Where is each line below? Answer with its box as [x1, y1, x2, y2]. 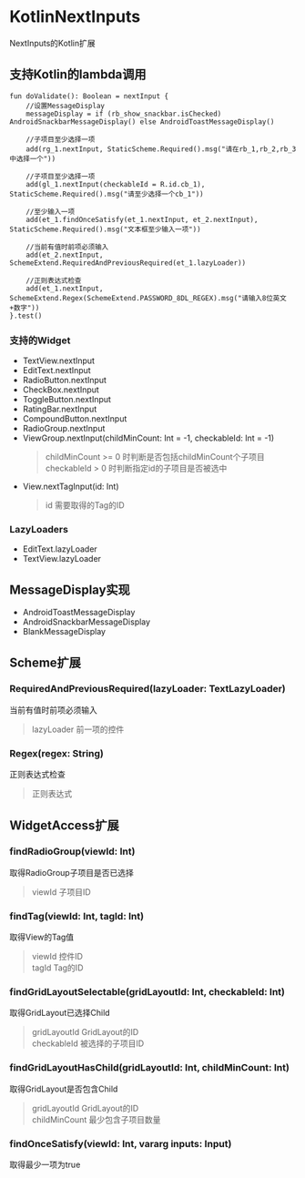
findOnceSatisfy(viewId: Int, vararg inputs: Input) [9, 1137, 232, 1150]
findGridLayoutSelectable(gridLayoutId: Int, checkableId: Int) [9, 986, 285, 999]
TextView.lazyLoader [22, 553, 102, 564]
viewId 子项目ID [31, 886, 91, 898]
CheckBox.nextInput [22, 384, 100, 395]
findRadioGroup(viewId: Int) [9, 845, 136, 858]
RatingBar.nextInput [22, 403, 97, 415]
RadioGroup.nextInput [22, 423, 106, 434]
